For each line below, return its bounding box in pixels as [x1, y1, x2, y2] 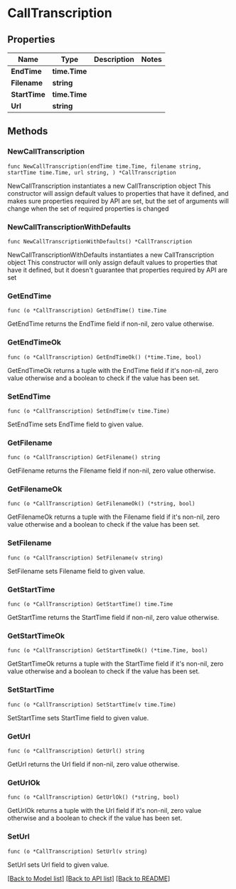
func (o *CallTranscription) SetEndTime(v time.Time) [7, 407, 171, 414]
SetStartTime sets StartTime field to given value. [7, 713, 149, 722]
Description [93, 55, 135, 64]
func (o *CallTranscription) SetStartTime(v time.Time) [7, 701, 176, 708]
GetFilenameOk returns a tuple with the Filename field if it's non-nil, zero [7, 512, 220, 521]
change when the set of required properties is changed [7, 204, 169, 213]
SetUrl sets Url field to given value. [7, 860, 109, 869]
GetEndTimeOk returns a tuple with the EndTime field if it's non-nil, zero [7, 366, 219, 374]
